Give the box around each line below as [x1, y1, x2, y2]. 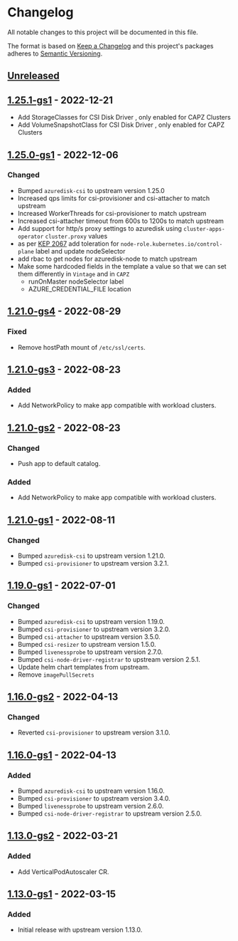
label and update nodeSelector [35, 246, 126, 255]
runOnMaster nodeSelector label [28, 277, 124, 286]
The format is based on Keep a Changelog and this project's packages [7, 41, 214, 50]
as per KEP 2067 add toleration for [17, 239, 119, 248]
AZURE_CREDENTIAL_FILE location [28, 284, 131, 293]
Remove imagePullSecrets [17, 670, 94, 679]
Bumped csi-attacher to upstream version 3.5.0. [17, 632, 161, 641]
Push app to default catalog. [17, 459, 101, 467]
